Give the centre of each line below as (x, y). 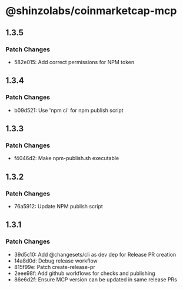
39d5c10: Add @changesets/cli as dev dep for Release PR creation (95, 254)
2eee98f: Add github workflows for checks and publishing (84, 273)
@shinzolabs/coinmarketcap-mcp (91, 11)
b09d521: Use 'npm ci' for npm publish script (69, 110)
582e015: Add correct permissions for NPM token (74, 62)
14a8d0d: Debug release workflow (56, 261)
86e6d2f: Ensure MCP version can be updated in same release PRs (95, 279)
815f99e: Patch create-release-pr (54, 267)
